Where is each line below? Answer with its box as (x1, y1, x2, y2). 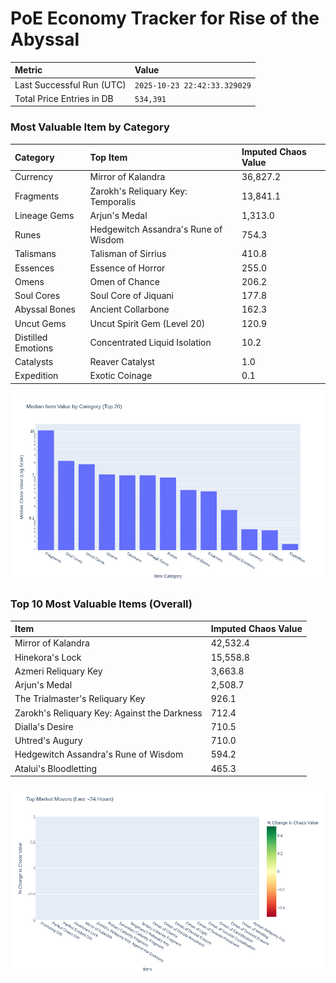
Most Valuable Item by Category (10, 120, 170, 134)
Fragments (14, 190, 60, 202)
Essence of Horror (89, 262, 166, 274)
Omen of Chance (89, 275, 160, 287)
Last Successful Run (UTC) (14, 78, 127, 91)
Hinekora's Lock (14, 651, 82, 663)
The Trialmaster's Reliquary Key (14, 693, 146, 705)
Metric (14, 64, 43, 76)
